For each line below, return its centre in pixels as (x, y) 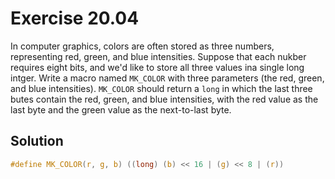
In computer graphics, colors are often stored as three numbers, (142, 46)
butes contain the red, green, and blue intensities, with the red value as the (164, 99)
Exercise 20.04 (75, 18)
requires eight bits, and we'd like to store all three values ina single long (157, 67)
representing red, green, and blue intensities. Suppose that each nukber (158, 56)
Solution (37, 141)
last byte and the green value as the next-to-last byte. (121, 109)
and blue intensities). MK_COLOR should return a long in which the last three (161, 88)
